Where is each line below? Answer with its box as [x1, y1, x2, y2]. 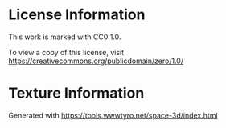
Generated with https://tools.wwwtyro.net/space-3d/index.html [8, 110, 219, 120]
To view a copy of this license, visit [8, 47, 125, 57]
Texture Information [8, 84, 145, 102]
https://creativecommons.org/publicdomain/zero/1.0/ [8, 56, 183, 66]
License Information [8, 6, 146, 24]
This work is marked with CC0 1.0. [8, 32, 121, 42]
